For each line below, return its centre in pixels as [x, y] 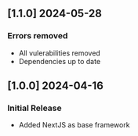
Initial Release [34, 108]
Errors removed [38, 36]
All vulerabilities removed [60, 53]
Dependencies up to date [60, 61]
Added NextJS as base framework [74, 125]
